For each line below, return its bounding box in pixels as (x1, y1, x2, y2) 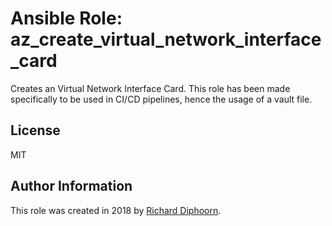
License (10, 122, 61, 139)
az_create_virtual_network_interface (10, 28, 322, 51)
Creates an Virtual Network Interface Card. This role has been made (10, 82, 291, 94)
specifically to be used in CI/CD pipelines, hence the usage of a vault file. (10, 93, 313, 105)
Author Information (10, 178, 133, 195)
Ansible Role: (10, 7, 123, 30)
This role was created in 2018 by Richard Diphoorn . (10, 204, 222, 216)
